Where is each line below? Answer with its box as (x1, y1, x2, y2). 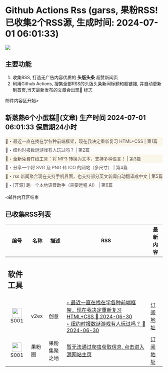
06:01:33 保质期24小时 (5, 123, 77, 132)
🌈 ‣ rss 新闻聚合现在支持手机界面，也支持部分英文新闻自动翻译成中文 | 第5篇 (5, 173, 163, 179)
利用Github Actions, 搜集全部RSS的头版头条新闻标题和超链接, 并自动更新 (12, 81, 161, 87)
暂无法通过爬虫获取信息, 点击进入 (66, 343, 144, 350)
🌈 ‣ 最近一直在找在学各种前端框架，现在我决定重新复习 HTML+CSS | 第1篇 (5, 138, 158, 144)
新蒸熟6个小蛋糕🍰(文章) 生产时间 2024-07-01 (5, 114, 146, 122)
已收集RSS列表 (5, 210, 51, 218)
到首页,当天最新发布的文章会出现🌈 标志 (12, 87, 92, 93)
